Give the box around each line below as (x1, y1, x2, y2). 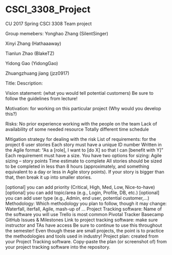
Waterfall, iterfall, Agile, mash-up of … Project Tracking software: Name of (5, 206, 162, 212)
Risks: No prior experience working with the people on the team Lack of (5, 120, 158, 126)
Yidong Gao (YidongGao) (5, 60, 58, 66)
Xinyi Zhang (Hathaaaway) (5, 40, 62, 47)
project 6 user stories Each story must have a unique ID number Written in (5, 141, 162, 147)
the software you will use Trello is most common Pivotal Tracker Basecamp (5, 211, 164, 217)
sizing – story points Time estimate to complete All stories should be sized (5, 158, 162, 164)
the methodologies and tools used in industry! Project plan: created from (5, 233, 159, 239)
